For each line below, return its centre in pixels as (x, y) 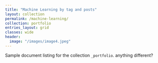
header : (13, 37)
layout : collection (25, 14)
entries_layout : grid (27, 28)
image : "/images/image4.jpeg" (40, 42)
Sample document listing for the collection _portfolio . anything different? (79, 55)
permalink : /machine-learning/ (37, 19)
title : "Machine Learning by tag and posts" (51, 10)
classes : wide (20, 32)
